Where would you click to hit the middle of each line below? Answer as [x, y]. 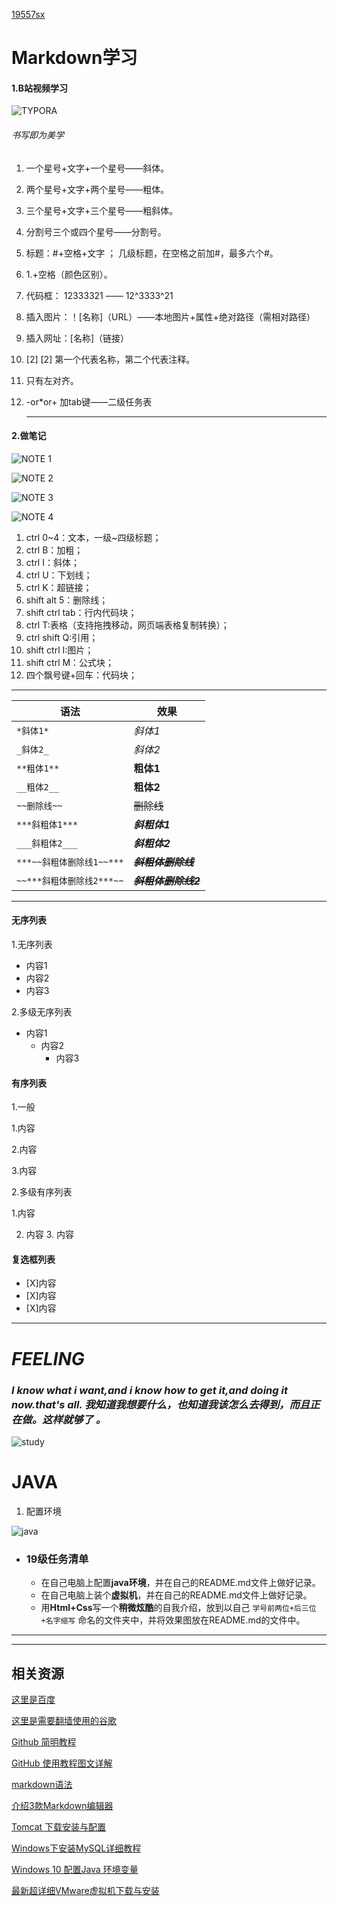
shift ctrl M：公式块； [70, 662]
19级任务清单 [57, 1559]
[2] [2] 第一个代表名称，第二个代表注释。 [110, 359]
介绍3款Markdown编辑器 [62, 1805]
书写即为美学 [37, 135]
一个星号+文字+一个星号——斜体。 [97, 168]
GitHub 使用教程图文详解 [62, 1763]
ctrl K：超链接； [59, 587]
